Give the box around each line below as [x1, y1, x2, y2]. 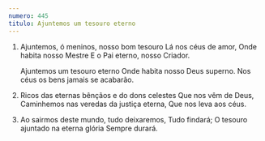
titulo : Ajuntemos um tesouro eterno [8, 19, 136, 28]
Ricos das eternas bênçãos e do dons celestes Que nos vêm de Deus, [19, 90, 254, 100]
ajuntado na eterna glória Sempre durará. [19, 123, 158, 133]
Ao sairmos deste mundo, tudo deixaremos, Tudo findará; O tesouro [19, 114, 248, 124]
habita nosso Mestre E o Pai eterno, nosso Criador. [19, 50, 190, 60]
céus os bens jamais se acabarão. [19, 75, 135, 84]
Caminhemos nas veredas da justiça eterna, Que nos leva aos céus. [19, 99, 247, 109]
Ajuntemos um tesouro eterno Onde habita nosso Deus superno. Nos [19, 66, 251, 75]
